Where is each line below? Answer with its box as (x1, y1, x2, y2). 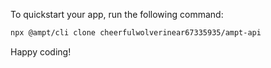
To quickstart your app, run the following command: (10, 9, 224, 20)
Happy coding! (10, 45, 72, 58)
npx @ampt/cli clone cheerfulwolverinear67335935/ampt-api (10, 28, 262, 38)
